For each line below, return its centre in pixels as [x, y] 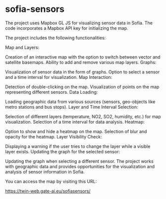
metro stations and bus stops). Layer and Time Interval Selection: [72, 107]
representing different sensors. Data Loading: [52, 92]
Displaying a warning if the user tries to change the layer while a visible [78, 146]
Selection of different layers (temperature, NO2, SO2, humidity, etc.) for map [83, 116]
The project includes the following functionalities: [55, 38]
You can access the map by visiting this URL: [51, 181]
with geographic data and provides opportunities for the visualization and [80, 166]
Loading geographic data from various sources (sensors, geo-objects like [80, 101]
